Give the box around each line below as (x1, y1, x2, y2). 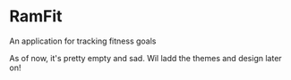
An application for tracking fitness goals (9, 36, 157, 46)
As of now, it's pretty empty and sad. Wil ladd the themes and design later (9, 52, 282, 63)
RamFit (9, 6, 63, 27)
